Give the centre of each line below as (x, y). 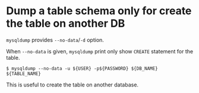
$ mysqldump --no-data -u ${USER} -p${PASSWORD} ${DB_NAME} (82, 68)
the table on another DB (66, 23)
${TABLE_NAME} (24, 73)
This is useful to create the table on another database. (72, 85)
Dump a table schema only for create (99, 11)
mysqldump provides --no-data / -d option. (55, 40)
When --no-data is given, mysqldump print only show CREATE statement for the (100, 51)
